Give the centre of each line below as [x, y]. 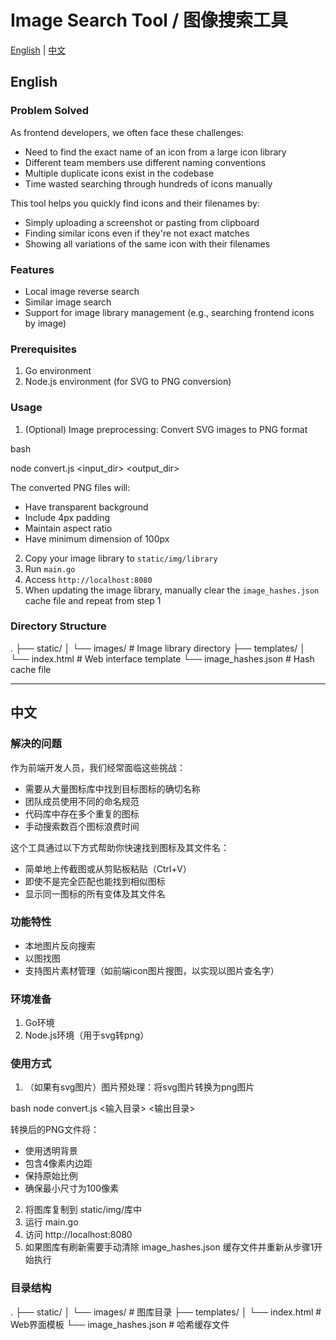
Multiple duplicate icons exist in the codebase [119, 173]
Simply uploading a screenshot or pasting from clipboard [142, 222]
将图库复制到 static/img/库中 [83, 1210]
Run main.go [50, 568]
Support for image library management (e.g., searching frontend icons [169, 312]
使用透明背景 [51, 1151]
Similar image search [68, 302]
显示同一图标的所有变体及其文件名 [95, 893]
